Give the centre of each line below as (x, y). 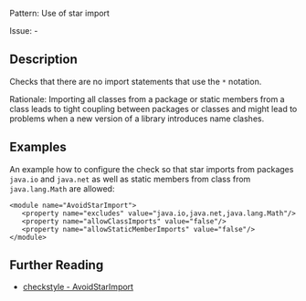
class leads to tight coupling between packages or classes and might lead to (153, 109)
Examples (38, 147)
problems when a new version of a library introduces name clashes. (137, 119)
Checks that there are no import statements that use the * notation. (136, 81)
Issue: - (24, 31)
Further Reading (57, 265)
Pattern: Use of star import (59, 13)
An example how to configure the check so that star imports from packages (152, 169)
